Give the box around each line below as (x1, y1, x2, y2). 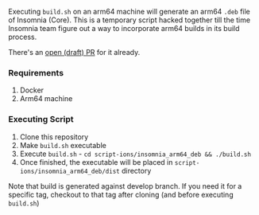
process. (8, 32, 37, 41)
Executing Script (8, 114, 74, 125)
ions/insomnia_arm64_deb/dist (19, 167, 121, 175)
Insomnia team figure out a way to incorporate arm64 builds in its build (8, 24, 240, 33)
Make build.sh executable (19, 140, 107, 150)
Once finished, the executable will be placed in (19, 157, 173, 166)
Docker (19, 85, 44, 95)
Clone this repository (19, 131, 89, 142)
